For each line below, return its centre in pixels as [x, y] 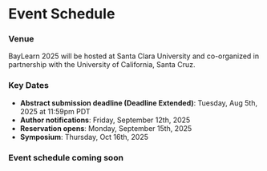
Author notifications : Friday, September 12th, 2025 [105, 120]
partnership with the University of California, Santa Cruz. [102, 65]
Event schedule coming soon [66, 157]
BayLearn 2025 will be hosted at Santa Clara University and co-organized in [134, 56]
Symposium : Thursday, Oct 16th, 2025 [84, 137]
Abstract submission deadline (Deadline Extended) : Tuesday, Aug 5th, [139, 103]
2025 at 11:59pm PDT [55, 111]
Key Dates [29, 85]
